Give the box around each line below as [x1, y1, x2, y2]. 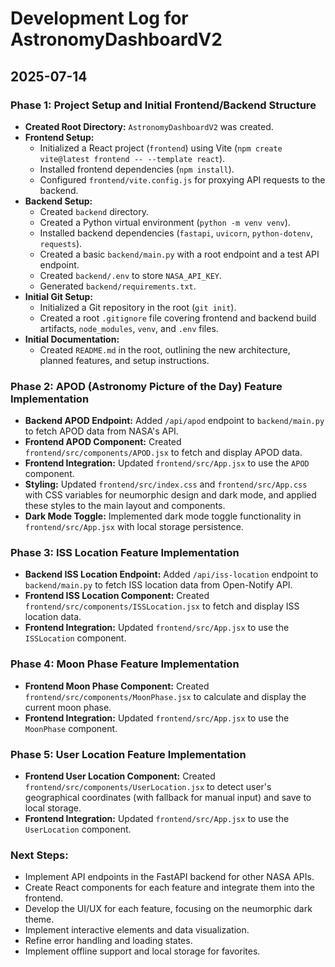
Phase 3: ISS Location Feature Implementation [10, 546, 240, 560]
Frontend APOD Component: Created [24, 436, 182, 448]
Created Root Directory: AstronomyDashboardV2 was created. [24, 120, 274, 132]
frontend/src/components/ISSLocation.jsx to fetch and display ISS [24, 600, 300, 612]
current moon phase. [24, 701, 112, 713]
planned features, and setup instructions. [39, 354, 210, 366]
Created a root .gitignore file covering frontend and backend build [39, 312, 317, 324]
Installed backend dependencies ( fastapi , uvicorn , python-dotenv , [39, 227, 313, 239]
